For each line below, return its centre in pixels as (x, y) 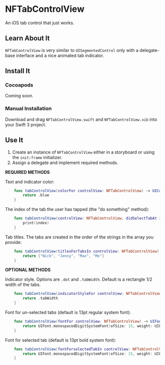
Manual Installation (28, 109)
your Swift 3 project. (26, 124)
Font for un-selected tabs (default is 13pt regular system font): (68, 313)
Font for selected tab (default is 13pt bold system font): (61, 340)
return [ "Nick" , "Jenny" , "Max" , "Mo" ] (64, 256)
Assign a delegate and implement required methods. (65, 162)
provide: (14, 242)
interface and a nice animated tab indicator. (60, 55)
